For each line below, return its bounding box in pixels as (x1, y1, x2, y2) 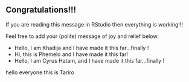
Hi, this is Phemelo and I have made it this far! (14, 51, 128, 58)
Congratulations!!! (5, 5, 77, 15)
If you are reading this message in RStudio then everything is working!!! (5, 20, 184, 28)
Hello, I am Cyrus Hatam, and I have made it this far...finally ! (14, 57, 165, 64)
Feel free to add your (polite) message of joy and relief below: (5, 33, 159, 40)
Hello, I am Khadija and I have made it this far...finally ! (14, 44, 149, 51)
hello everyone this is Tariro (5, 69, 75, 76)
